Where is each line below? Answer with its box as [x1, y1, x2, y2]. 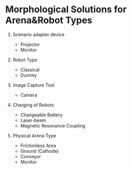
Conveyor [20, 153, 41, 159]
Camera [20, 92, 37, 98]
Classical [20, 67, 40, 73]
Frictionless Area [20, 142, 56, 149]
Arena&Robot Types [5, 14, 93, 26]
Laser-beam [20, 117, 47, 123]
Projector [20, 41, 40, 47]
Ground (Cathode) [20, 147, 59, 154]
